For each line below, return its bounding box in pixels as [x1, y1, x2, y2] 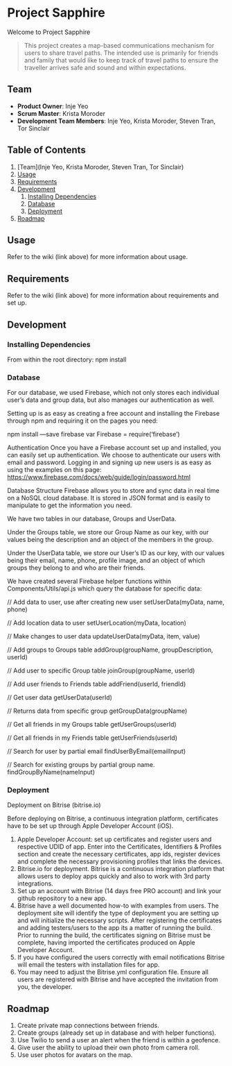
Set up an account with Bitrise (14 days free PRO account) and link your [17, 887, 222, 895]
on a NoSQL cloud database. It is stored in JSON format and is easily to [7, 494, 211, 502]
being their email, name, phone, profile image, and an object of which [7, 557, 206, 565]
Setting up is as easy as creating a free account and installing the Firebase [7, 409, 220, 418]
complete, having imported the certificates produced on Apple [17, 938, 195, 947]
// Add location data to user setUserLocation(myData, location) [7, 619, 187, 627]
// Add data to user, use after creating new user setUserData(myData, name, [7, 598, 225, 607]
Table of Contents [7, 144, 87, 156]
